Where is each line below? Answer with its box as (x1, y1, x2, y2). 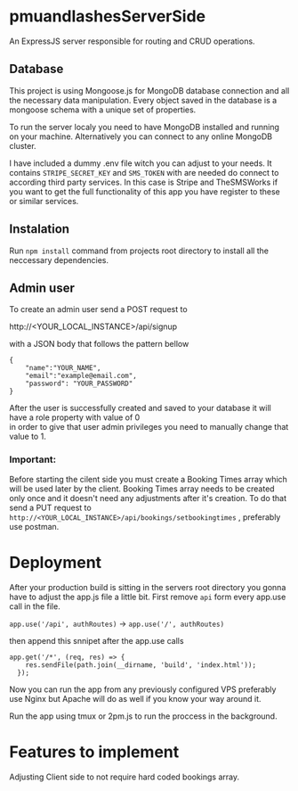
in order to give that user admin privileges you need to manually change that (9, 422, 289, 433)
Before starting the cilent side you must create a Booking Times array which (9, 474, 287, 484)
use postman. (9, 521, 60, 531)
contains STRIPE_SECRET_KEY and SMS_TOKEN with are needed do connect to (9, 167, 279, 177)
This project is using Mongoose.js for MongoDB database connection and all (9, 85, 290, 95)
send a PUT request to (9, 502, 92, 513)
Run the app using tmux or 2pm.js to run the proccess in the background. (9, 711, 278, 721)
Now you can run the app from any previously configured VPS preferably (9, 684, 277, 695)
